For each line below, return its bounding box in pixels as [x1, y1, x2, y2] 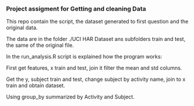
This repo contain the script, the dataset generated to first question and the [6, 18, 189, 25]
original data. [6, 24, 38, 31]
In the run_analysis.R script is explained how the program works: [6, 53, 163, 60]
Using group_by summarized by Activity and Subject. [6, 93, 135, 101]
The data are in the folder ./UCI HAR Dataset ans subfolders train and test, [6, 36, 186, 43]
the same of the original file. [6, 42, 74, 49]
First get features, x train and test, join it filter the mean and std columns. [6, 64, 182, 71]
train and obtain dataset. [6, 82, 66, 89]
